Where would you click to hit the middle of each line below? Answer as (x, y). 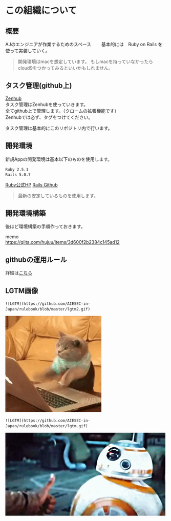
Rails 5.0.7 (18, 175)
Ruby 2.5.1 (17, 170)
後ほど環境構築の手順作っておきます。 (45, 226)
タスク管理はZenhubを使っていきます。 (47, 104)
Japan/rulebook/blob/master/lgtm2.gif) (48, 309)
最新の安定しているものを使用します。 (58, 196)
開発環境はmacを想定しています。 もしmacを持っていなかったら (85, 61)
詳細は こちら (19, 273)
